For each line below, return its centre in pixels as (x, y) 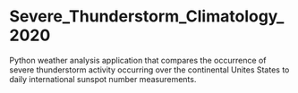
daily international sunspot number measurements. (103, 79)
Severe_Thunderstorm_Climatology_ (147, 17)
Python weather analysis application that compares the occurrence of (138, 60)
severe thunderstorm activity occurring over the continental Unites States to (149, 70)
